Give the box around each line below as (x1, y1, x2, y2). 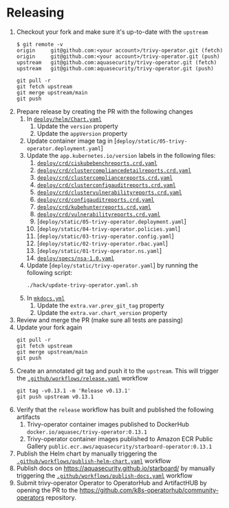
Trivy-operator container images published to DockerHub (26, 420, 190, 428)
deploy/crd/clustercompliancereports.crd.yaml (36, 174, 173, 181)
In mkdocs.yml (26, 294, 65, 302)
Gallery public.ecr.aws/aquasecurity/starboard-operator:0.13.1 (26, 442, 212, 450)
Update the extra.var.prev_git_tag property (36, 301, 164, 309)
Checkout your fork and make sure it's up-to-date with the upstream (16, 28, 208, 36)
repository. (45, 493, 77, 501)
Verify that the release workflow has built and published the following (16, 405, 214, 414)
